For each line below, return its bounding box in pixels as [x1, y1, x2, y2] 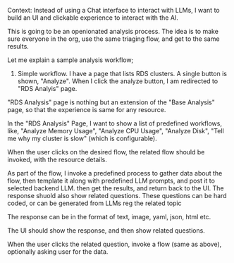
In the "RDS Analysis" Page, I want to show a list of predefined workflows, [7, 119, 222, 128]
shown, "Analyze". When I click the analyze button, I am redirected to [17, 77, 218, 85]
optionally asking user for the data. [7, 247, 109, 256]
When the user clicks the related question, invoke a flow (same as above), [7, 240, 222, 248]
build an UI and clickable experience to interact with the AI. [7, 13, 178, 22]
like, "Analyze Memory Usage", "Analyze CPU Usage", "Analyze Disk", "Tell [7, 127, 224, 135]
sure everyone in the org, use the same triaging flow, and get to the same [7, 35, 220, 43]
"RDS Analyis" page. [17, 85, 78, 92]
